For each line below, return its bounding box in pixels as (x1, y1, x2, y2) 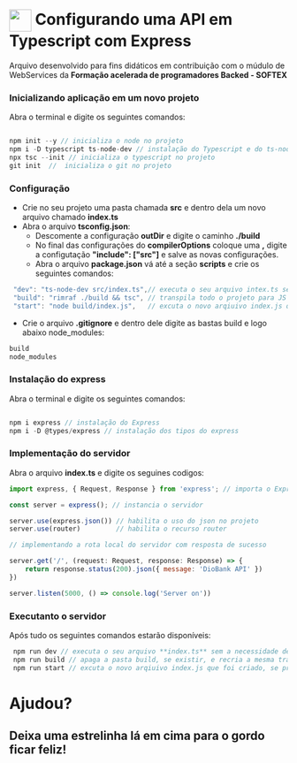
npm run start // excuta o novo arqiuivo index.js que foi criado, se (12, 663, 278, 672)
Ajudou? (9, 693, 72, 713)
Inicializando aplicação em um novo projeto (9, 91, 200, 103)
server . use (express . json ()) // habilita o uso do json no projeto (9, 516, 259, 525)
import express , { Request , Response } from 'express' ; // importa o (9, 485, 271, 493)
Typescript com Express (9, 31, 192, 51)
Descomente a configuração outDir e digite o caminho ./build (34, 231, 261, 241)
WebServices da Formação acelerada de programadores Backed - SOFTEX (9, 69, 287, 80)
